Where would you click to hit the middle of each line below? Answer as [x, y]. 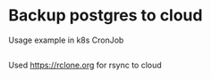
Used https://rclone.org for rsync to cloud [85, 65]
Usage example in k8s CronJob [66, 40]
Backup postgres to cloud [105, 16]
